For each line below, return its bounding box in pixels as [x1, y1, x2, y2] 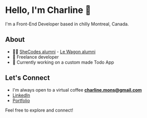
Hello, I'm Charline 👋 [5, 4, 91, 16]
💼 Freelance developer [12, 54, 59, 60]
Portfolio [12, 97, 30, 104]
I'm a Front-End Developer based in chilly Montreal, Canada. [5, 21, 129, 27]
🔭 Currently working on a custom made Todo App [12, 59, 115, 65]
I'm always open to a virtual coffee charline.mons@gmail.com [12, 87, 142, 93]
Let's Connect [5, 74, 50, 82]
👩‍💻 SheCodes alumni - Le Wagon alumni [12, 48, 96, 54]
